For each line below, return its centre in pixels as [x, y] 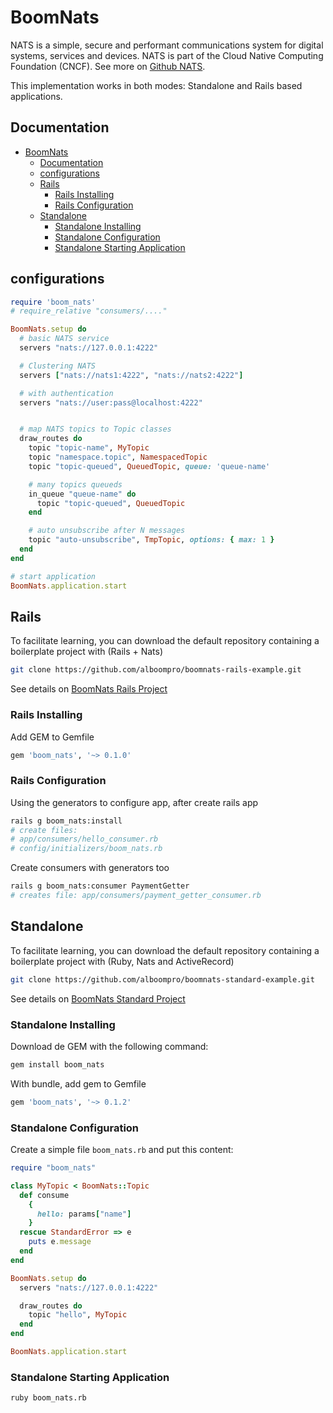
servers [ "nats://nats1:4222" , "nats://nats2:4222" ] [131, 375]
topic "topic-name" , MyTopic [89, 448]
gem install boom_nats [57, 1064]
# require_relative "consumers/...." [89, 311]
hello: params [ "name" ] [84, 1214]
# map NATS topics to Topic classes [95, 429]
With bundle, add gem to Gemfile [78, 1083]
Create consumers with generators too [90, 868]
